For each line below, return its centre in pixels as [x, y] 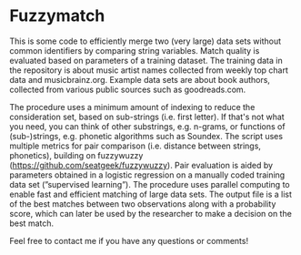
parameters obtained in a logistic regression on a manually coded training [147, 175]
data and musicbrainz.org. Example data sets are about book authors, [140, 79]
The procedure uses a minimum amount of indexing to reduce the [132, 107]
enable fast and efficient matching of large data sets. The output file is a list [151, 194]
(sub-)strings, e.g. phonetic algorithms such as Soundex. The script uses [146, 136]
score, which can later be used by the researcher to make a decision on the [151, 213]
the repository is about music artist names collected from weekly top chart [149, 70]
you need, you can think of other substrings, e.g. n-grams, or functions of [147, 126]
